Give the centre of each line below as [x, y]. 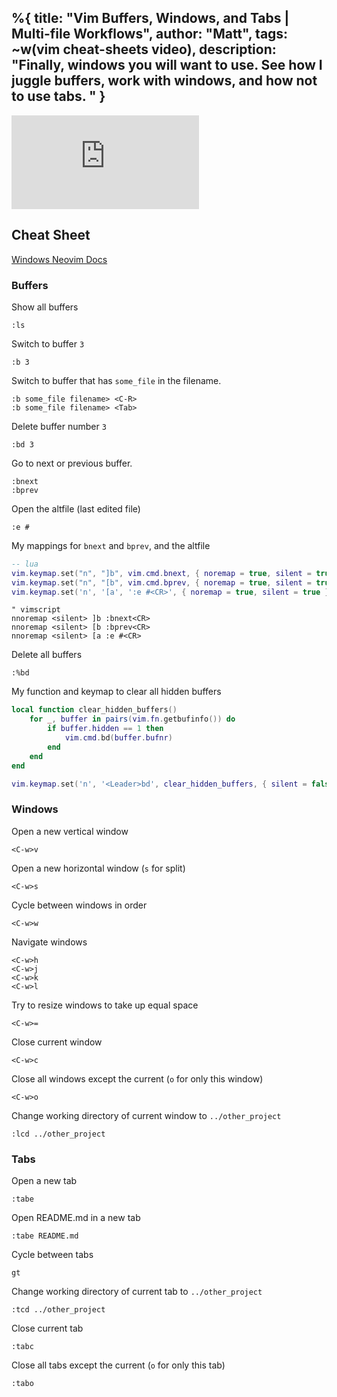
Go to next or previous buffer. [72, 463]
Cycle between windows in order [79, 905]
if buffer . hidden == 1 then [105, 729]
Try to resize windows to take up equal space [105, 1005]
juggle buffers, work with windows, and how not [164, 81]
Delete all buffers [47, 655]
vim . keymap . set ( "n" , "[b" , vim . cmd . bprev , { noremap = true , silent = [161, 582]
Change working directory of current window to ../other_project [146, 1115]
